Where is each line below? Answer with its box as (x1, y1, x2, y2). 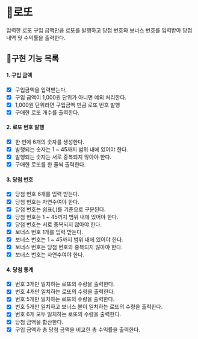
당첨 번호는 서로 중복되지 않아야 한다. (14, 221, 102, 228)
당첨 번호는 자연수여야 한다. (14, 198, 80, 205)
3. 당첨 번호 (6, 176, 34, 183)
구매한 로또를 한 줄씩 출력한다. (14, 161, 86, 168)
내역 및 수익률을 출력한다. (6, 34, 66, 41)
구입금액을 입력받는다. (14, 86, 67, 93)
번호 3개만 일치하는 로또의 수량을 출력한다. (14, 280, 115, 288)
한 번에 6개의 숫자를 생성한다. (14, 138, 84, 145)
